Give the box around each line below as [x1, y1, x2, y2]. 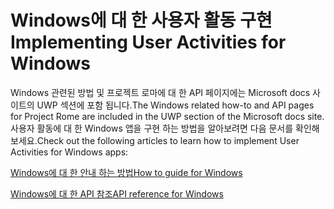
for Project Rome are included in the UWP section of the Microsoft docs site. [10, 110, 325, 122]
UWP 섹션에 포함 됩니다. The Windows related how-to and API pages [36, 99, 315, 111]
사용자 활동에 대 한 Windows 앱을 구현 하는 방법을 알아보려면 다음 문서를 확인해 [10, 122, 320, 134]
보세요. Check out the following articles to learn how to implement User [10, 134, 300, 146]
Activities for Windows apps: [10, 146, 129, 158]
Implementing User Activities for [10, 31, 287, 54]
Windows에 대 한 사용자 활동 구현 [10, 9, 273, 32]
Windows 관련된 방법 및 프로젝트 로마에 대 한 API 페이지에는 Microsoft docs [10, 86, 311, 98]
